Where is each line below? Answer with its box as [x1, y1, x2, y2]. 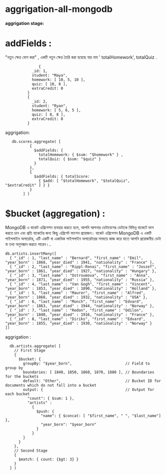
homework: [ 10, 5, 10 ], [31, 77, 85, 82]
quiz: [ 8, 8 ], [31, 112, 66, 117]
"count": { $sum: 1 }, [27, 396, 75, 401]
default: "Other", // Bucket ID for [23, 378, 162, 383]
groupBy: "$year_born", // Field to [23, 361, 150, 366]
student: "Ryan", [31, 103, 68, 108]
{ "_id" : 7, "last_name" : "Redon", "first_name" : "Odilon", [9, 308, 143, 313]
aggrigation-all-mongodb [5, 3, 113, 15]
